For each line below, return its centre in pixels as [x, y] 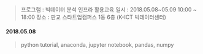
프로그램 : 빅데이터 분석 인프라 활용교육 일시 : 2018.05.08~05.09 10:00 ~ [109, 9]
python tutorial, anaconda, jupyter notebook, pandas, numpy [97, 45]
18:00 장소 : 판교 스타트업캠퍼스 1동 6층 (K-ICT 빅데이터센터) [94, 17]
